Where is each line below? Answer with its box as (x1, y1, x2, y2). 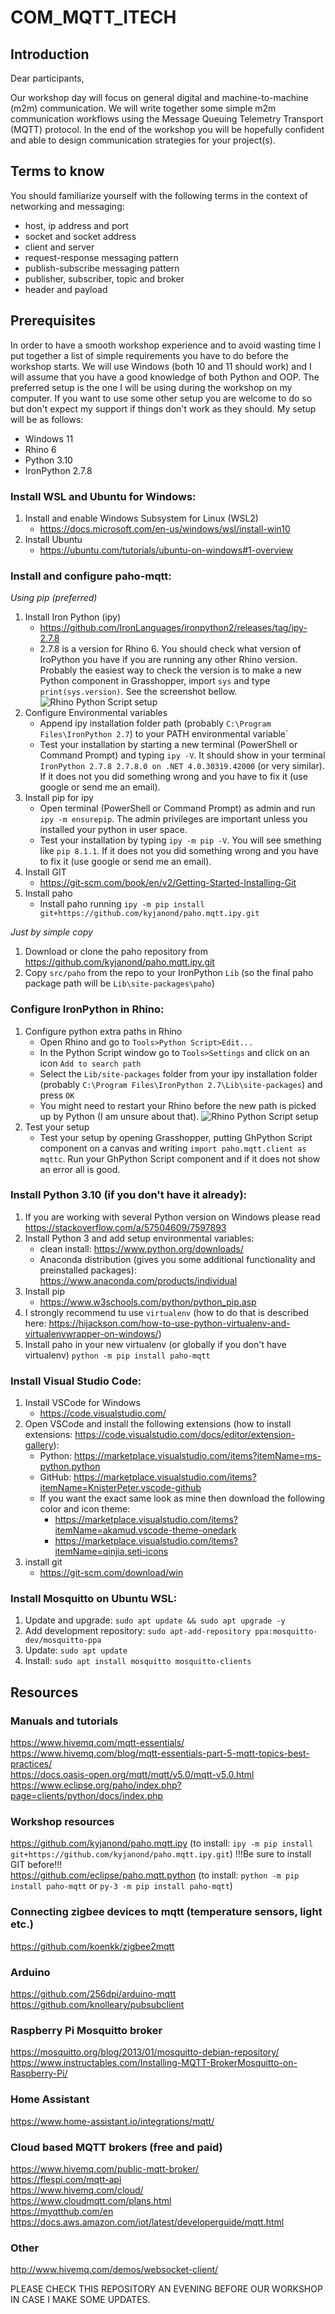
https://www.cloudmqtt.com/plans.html (10, 2194, 172, 2206)
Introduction (10, 46, 90, 63)
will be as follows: (10, 413, 84, 425)
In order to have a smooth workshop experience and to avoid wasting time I (10, 339, 322, 351)
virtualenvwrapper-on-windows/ (24, 1327, 159, 1340)
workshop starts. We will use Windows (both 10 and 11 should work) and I (10, 360, 312, 372)
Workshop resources (10, 1815, 115, 1829)
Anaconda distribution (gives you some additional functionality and (39, 1253, 316, 1265)
